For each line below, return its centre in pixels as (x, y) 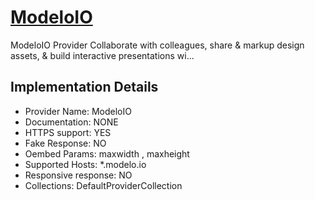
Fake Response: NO (65, 143)
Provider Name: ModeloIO (78, 111)
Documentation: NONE (71, 122)
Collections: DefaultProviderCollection (103, 185)
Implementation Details (84, 87)
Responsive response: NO (78, 175)
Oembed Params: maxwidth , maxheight (107, 153)
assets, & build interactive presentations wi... (102, 55)
